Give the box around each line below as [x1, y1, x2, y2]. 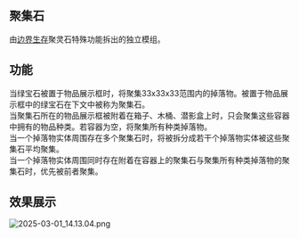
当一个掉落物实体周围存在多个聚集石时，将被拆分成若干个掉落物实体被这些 [9, 132, 282, 143]
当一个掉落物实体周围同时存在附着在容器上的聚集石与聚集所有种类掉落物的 [9, 154, 282, 165]
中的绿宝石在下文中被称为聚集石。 [24, 99, 149, 110]
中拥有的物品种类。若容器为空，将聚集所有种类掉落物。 [9, 121, 212, 132]
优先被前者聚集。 [39, 166, 103, 176]
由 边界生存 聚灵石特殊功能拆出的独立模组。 [9, 34, 166, 45]
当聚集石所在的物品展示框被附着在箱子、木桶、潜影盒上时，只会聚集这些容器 [9, 110, 290, 120]
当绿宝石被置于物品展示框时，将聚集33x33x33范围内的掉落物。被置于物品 [9, 87, 281, 98]
